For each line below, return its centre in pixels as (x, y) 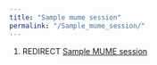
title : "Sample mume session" (66, 17)
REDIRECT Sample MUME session (85, 51)
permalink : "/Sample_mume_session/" (77, 26)
